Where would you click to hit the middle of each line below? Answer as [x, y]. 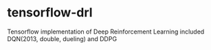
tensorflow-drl [50, 13]
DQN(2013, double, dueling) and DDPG [62, 38]
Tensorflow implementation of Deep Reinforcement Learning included [106, 32]
